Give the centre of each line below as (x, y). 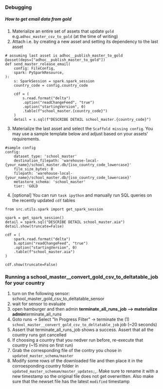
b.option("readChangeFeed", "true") (51, 243)
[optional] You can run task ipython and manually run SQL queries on (82, 195)
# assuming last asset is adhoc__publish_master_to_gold (64, 56)
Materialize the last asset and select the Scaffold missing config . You (82, 129)
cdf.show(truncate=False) (31, 264)
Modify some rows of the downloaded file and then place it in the (77, 361)
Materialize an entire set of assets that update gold (63, 31)
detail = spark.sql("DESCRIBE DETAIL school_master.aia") (65, 222)
